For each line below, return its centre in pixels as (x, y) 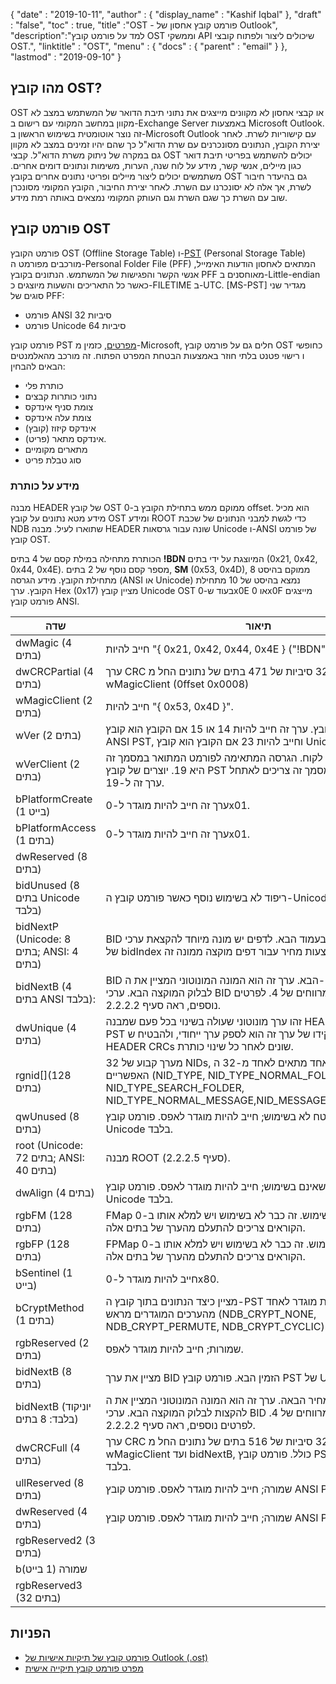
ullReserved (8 (50, 1482)
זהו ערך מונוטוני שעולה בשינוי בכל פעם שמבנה (203, 1021)
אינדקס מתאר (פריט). (65, 438)
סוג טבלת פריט (53, 460)
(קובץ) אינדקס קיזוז (60, 428)
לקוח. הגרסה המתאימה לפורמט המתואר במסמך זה (214, 757)
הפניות (31, 1633)
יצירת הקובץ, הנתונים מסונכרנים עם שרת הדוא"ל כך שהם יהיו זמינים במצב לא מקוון (165, 144)
